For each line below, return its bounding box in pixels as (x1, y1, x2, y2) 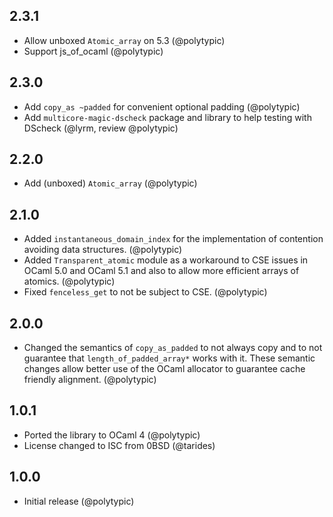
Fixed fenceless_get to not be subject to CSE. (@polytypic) (23, 286, 268, 298)
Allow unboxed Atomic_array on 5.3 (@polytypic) (23, 34, 226, 46)
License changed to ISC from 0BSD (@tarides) (23, 439, 216, 451)
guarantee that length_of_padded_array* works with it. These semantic (23, 352, 316, 364)
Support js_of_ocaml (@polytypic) (23, 45, 164, 57)
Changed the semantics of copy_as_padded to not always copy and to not (23, 342, 323, 354)
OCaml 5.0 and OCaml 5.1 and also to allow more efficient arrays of (23, 265, 300, 277)
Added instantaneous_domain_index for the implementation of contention (23, 233, 324, 245)
